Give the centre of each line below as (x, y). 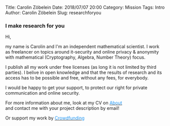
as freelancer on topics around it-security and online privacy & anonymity (82, 52)
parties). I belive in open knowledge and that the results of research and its (84, 72)
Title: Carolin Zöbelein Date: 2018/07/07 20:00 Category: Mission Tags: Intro (85, 7)
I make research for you (35, 26)
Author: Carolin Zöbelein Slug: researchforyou (53, 13)
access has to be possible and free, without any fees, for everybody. (77, 78)
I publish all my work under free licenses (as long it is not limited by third (81, 67)
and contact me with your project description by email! (62, 108)
